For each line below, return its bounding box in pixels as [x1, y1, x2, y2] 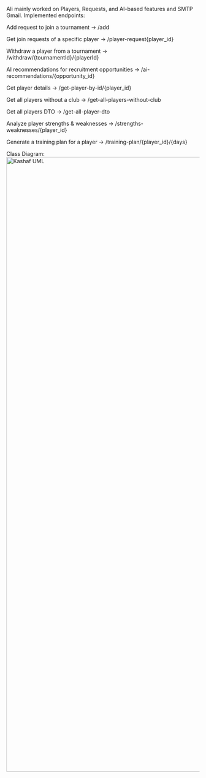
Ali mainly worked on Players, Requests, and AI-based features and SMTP [6, 6, 193, 12]
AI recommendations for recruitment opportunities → [6, 66, 140, 73]
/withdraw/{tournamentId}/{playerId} [6, 54, 99, 61]
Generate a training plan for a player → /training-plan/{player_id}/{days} [6, 138, 188, 145]
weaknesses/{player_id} [6, 126, 67, 134]
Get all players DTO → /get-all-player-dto [6, 108, 110, 115]
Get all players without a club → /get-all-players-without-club [6, 96, 161, 103]
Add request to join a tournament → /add [6, 24, 110, 31]
